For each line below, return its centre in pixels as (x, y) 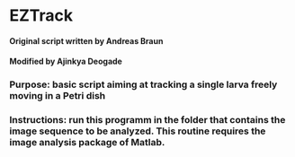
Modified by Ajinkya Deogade (66, 61)
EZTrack (41, 16)
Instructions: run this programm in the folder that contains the (147, 120)
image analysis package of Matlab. (87, 143)
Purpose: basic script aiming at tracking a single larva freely (143, 84)
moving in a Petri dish (58, 96)
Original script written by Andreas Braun (86, 40)
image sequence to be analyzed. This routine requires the (138, 131)
